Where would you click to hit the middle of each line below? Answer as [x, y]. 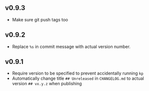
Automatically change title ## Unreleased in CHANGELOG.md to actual [78, 78]
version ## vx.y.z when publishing [47, 84]
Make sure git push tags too [40, 19]
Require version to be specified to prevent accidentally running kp [78, 73]
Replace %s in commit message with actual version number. [71, 46]
